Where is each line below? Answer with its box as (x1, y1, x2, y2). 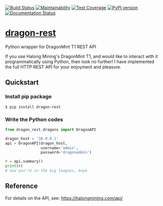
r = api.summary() (5, 159, 43, 164)
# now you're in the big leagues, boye (5, 168, 88, 173)
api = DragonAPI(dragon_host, (5, 140, 68, 146)
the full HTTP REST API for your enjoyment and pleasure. (5, 64, 121, 69)
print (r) (5, 164, 23, 169)
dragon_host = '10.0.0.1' (5, 136, 58, 141)
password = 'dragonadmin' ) (40, 150, 92, 155)
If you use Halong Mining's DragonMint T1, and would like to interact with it (5, 53, 158, 59)
